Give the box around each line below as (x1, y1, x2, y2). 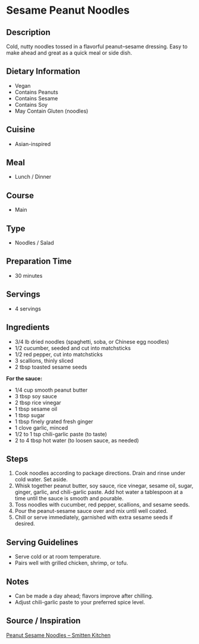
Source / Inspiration (6, 616, 81, 626)
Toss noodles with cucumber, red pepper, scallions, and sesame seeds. (14, 501, 190, 508)
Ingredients (6, 322, 50, 332)
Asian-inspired (14, 140, 51, 147)
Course (6, 191, 34, 201)
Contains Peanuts (14, 88, 58, 96)
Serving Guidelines (6, 537, 78, 547)
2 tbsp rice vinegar (14, 399, 61, 406)
